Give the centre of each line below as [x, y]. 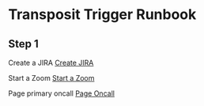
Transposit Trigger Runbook [102, 15]
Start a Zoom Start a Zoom [51, 78]
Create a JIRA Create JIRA [51, 62]
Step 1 [24, 44]
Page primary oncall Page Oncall [61, 93]
